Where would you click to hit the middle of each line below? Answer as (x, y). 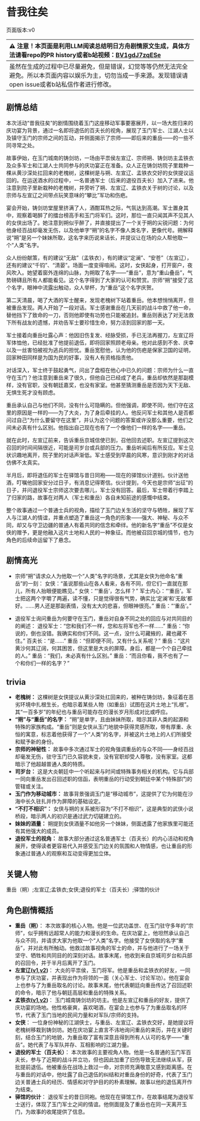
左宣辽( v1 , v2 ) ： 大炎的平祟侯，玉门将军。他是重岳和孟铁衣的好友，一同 (102, 970)
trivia (16, 682)
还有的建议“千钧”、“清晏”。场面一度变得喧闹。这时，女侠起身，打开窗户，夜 (99, 265)
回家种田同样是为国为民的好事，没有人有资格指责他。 (71, 357)
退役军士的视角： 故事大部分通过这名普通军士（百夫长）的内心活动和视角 (104, 839)
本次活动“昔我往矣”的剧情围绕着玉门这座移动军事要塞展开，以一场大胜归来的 (100, 123)
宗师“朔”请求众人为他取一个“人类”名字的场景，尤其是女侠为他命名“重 (99, 576)
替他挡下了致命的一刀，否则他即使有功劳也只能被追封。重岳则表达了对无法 (97, 315)
